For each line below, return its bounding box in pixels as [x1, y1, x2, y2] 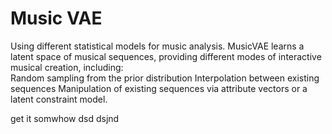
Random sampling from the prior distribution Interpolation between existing [10, 72, 320, 84]
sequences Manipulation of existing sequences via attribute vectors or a [10, 82, 308, 94]
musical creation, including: [10, 61, 124, 73]
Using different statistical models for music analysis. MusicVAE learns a [10, 40, 305, 52]
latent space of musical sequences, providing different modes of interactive [10, 50, 322, 62]
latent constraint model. [10, 93, 108, 105]
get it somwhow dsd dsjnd [10, 112, 120, 124]
